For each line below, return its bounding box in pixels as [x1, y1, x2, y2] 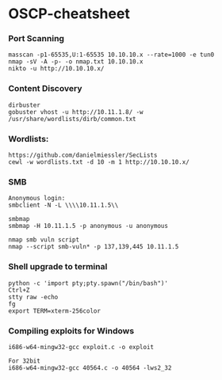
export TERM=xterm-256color [8, 306, 101, 315]
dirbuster [8, 101, 41, 109]
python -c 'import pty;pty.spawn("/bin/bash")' [8, 279, 169, 287]
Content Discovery [8, 83, 82, 94]
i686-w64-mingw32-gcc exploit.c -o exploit [8, 343, 155, 351]
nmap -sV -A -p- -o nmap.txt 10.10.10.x [8, 58, 144, 66]
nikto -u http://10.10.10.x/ [8, 65, 105, 73]
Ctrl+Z [8, 286, 30, 294]
